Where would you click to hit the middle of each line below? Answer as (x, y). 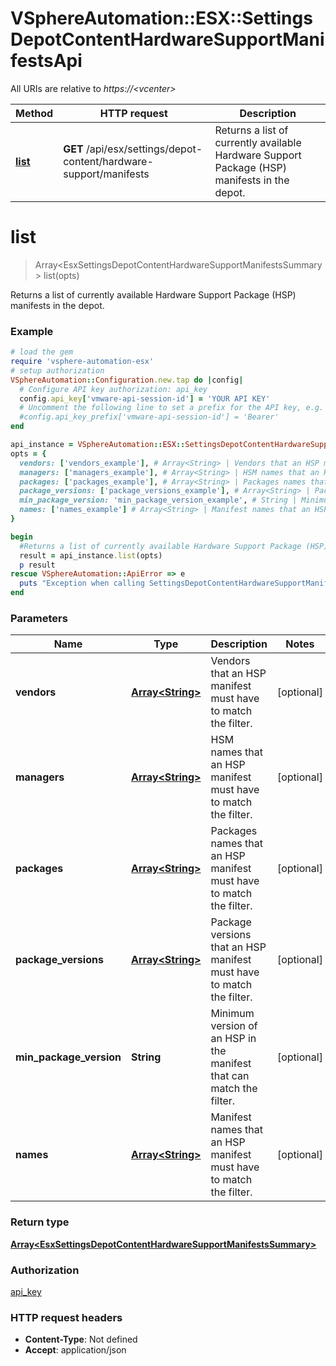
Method (34, 113)
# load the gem (42, 352)
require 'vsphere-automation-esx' (82, 362)
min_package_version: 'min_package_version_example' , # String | (158, 500)
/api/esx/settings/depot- (144, 149)
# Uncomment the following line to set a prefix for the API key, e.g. (172, 408)
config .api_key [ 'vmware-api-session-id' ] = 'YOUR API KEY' (145, 398)
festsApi (46, 61)
